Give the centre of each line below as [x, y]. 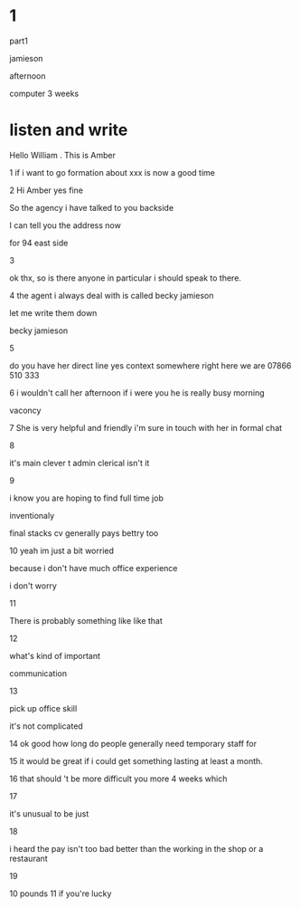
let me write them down [53, 312]
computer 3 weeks [44, 93]
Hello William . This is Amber [62, 155]
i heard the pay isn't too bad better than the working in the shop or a [136, 848]
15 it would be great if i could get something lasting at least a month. [136, 760]
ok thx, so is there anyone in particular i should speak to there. [126, 278]
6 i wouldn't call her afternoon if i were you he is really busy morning [137, 392]
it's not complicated [46, 726]
